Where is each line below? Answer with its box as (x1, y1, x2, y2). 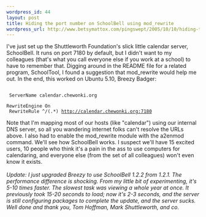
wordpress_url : (6, 26, 45, 32)
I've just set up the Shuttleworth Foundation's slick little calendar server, (6, 43, 189, 50)
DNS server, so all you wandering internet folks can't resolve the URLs (6, 126, 184, 133)
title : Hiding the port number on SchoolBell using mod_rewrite (6, 20, 174, 26)
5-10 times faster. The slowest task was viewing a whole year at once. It (6, 184, 189, 191)
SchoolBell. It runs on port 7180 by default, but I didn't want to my (6, 50, 172, 57)
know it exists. (6, 158, 43, 166)
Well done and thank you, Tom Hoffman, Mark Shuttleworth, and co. (6, 204, 180, 211)
